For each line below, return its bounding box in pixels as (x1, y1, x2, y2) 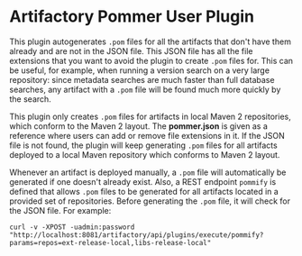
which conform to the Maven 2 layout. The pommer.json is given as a (9, 120, 269, 132)
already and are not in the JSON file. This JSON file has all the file (9, 45, 253, 56)
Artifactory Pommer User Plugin (9, 6, 255, 27)
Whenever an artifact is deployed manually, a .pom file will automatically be (9, 167, 287, 178)
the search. (9, 93, 51, 105)
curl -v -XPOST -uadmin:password (9, 223, 135, 232)
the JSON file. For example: (9, 205, 112, 215)
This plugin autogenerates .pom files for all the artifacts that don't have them (9, 36, 291, 47)
